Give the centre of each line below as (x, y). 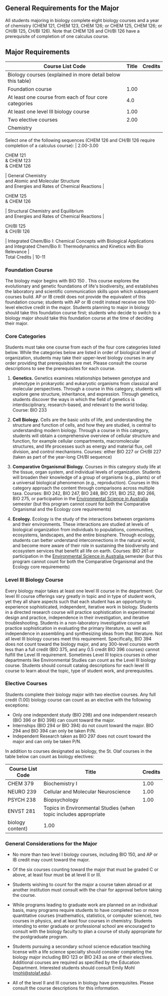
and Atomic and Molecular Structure (42, 181)
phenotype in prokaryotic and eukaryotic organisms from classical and (85, 384)
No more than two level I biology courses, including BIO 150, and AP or (85, 855)
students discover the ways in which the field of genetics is (73, 400)
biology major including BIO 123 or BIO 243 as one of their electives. (83, 957)
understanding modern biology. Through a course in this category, (81, 431)
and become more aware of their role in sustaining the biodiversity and (85, 546)
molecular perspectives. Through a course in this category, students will (87, 389)
